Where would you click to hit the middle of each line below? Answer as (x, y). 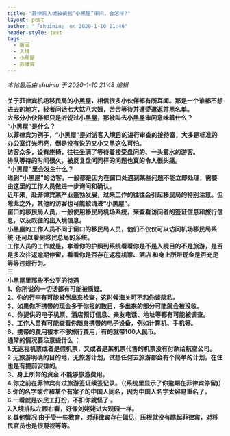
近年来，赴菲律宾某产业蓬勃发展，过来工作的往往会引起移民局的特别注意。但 (115, 194)
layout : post (26, 20)
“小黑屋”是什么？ (31, 126)
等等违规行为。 (28, 263)
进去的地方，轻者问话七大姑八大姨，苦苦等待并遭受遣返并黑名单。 (100, 109)
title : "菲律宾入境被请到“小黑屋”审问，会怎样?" (69, 13)
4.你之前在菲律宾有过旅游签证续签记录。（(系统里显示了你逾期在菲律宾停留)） (116, 383)
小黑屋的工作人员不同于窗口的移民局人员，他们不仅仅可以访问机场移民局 (109, 229)
